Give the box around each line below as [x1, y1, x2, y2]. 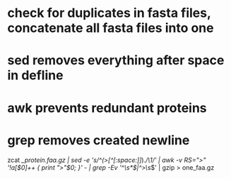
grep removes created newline [7, 132, 190, 148]
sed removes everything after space [7, 52, 225, 69]
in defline [7, 67, 64, 83]
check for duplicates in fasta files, [7, 5, 211, 21]
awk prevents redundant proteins [7, 100, 207, 116]
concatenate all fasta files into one [7, 20, 214, 36]
